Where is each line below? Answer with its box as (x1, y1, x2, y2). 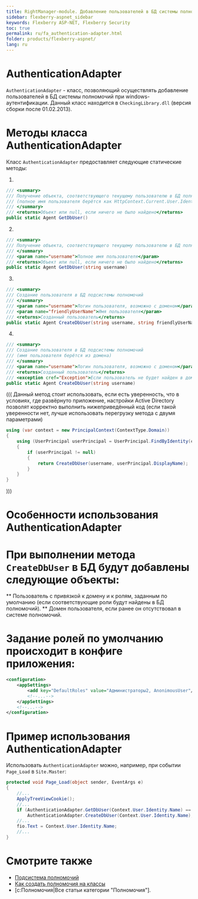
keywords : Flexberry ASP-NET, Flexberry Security (6, 20, 131, 25)
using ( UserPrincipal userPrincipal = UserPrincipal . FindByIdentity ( (16, 439, 192, 444)
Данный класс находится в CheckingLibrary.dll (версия (49, 99, 192, 106)
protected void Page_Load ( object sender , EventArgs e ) (6, 780, 144, 786)
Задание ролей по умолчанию (6, 632, 164, 645)
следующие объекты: (6, 573, 120, 586)
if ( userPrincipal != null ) (27, 449, 96, 455)
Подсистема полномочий (14, 874, 80, 881)
